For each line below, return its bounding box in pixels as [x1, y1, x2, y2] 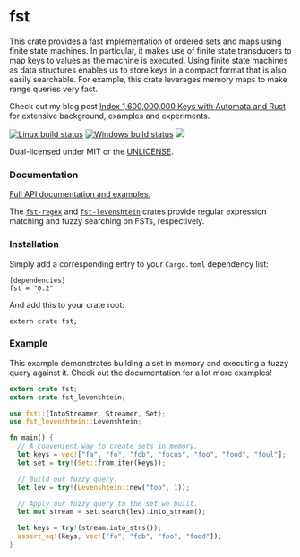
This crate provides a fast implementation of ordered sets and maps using [9, 36, 282, 47]
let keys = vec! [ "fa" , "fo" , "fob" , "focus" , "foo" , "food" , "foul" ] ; [17, 450, 287, 459]
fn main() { [9, 433, 54, 442]
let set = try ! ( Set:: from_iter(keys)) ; [17, 458, 167, 467]
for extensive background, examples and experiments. [9, 110, 210, 121]
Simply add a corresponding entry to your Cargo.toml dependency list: [9, 258, 269, 270]
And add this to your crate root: [9, 299, 125, 310]
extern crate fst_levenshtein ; [9, 392, 126, 402]
